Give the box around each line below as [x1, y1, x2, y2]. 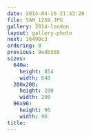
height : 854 [19, 68, 54, 75]
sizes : [7, 55, 26, 62]
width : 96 [19, 113, 48, 120]
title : [7, 119, 26, 127]
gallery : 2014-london [7, 23, 70, 30]
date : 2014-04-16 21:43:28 [7, 10, 85, 17]
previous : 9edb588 [7, 49, 60, 56]
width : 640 [19, 74, 51, 82]
